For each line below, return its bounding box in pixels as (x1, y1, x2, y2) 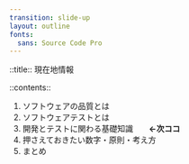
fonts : (9, 30, 34, 39)
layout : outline (9, 22, 70, 31)
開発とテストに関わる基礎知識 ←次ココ (22, 123, 181, 134)
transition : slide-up (9, 13, 91, 23)
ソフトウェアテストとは (22, 112, 110, 123)
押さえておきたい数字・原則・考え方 (22, 134, 157, 145)
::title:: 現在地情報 (9, 64, 75, 75)
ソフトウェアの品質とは (22, 101, 110, 112)
